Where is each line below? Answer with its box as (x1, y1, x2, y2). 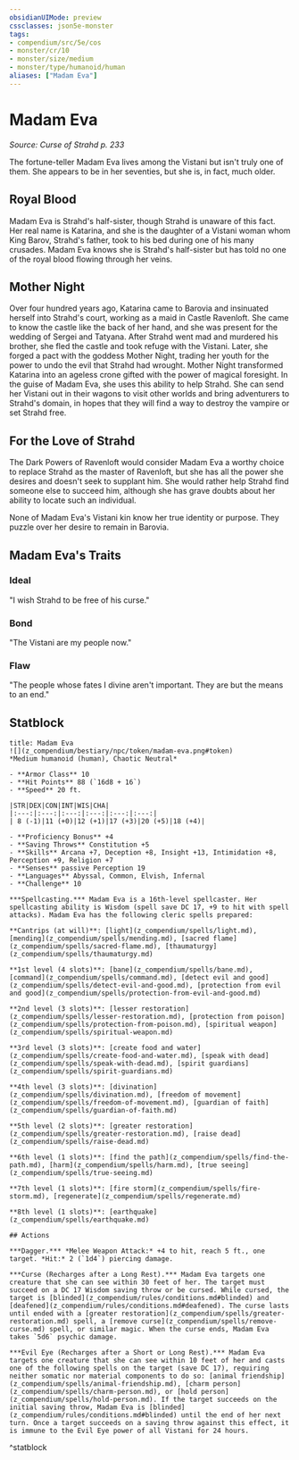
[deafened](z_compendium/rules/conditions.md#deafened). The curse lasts (9, 1301, 290, 1311)
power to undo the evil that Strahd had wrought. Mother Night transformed (9, 360, 284, 371)
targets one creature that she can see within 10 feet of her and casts (9, 1356, 286, 1365)
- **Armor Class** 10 (9, 770, 90, 780)
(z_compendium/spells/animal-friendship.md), (9, 1380, 181, 1389)
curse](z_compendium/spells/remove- (141, 1317, 278, 1326)
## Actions (9, 1231, 50, 1240)
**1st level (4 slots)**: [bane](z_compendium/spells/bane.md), (9, 965, 253, 974)
